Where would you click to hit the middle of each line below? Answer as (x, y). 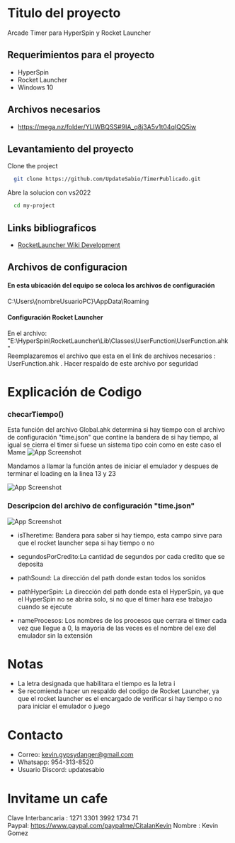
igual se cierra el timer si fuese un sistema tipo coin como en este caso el (114, 445)
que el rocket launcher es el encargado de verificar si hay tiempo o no (120, 699)
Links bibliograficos (52, 228)
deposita (30, 564)
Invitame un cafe (58, 799)
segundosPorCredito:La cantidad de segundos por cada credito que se (121, 556)
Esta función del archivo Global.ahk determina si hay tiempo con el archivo (116, 430)
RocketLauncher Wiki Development (69, 245)
